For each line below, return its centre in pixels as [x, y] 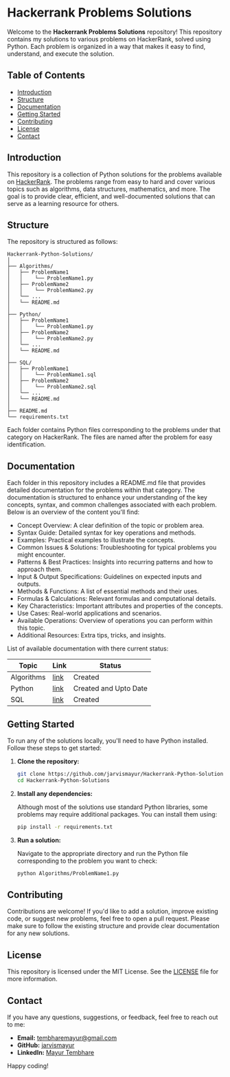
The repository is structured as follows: [62, 242]
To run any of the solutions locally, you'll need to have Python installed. [107, 741]
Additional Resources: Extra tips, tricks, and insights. [91, 635]
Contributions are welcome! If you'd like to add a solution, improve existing [113, 912]
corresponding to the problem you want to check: [87, 861]
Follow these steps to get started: [54, 748]
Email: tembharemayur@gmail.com [67, 1038]
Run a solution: [39, 840]
